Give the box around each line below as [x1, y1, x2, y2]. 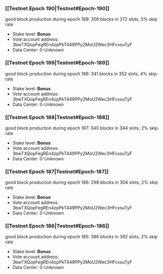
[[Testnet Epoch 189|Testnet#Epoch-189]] [5, 60, 109, 67]
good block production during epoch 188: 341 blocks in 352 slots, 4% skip [5, 70, 158, 76]
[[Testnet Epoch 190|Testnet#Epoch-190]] [5, 5, 110, 12]
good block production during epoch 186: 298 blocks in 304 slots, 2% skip [5, 179, 158, 186]
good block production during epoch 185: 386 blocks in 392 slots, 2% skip [5, 234, 158, 240]
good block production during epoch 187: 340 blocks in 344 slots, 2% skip [5, 125, 158, 131]
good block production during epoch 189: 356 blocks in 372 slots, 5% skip [5, 16, 158, 22]
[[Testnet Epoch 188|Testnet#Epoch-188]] [5, 114, 109, 121]
